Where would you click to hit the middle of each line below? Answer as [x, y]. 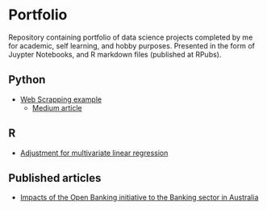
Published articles [55, 178]
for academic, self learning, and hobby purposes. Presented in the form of [132, 45]
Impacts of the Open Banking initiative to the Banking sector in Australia [139, 197]
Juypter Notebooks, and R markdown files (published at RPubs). [115, 54]
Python [27, 80]
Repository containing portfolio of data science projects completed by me [131, 37]
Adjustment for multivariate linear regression [94, 153]
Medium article [57, 107]
